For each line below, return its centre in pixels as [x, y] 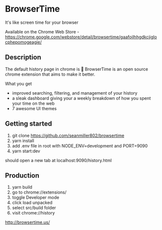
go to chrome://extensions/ [39, 192]
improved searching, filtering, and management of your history [75, 93]
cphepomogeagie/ [24, 42]
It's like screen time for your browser [42, 22]
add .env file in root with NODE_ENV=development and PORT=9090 [80, 146]
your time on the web [33, 103]
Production [22, 175]
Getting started [29, 124]
